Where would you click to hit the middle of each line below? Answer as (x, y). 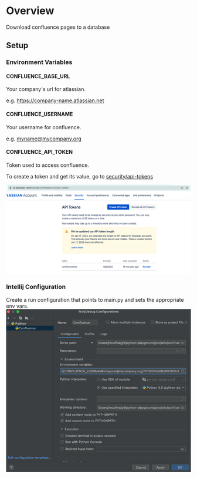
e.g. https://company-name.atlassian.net (55, 100)
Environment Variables (39, 62)
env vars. (17, 306)
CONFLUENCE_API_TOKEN (40, 152)
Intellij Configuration (36, 287)
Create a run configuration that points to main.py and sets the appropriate (95, 299)
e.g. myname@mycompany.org (44, 139)
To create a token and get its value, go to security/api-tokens (80, 176)
